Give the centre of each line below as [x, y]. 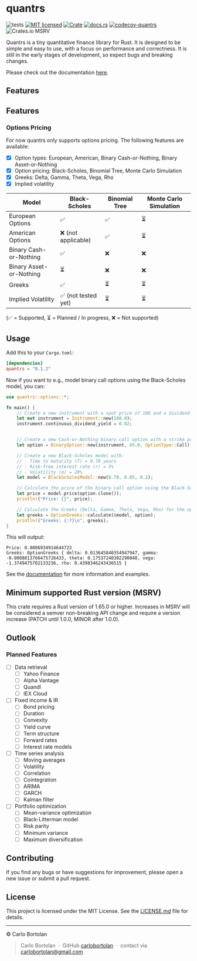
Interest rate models [47, 746]
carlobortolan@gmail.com [52, 952]
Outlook [21, 637]
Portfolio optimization [40, 806]
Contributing [30, 858]
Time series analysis [39, 753]
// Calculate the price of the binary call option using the [93, 488]
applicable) [76, 241]
